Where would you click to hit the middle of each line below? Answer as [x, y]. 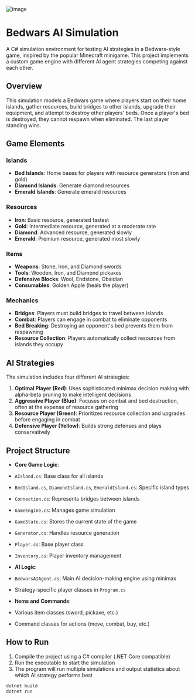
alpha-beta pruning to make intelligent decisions [73, 395]
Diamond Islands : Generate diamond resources [72, 185]
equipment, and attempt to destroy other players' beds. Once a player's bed [97, 113]
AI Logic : [25, 567]
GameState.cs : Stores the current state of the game [76, 521]
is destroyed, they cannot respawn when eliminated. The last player [88, 119]
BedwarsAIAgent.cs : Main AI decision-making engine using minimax [95, 578]
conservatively [32, 432]
